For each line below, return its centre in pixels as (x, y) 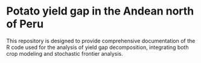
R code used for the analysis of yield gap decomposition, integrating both (97, 47)
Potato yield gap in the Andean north (100, 11)
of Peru (25, 24)
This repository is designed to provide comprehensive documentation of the (101, 41)
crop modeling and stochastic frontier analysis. (65, 53)
